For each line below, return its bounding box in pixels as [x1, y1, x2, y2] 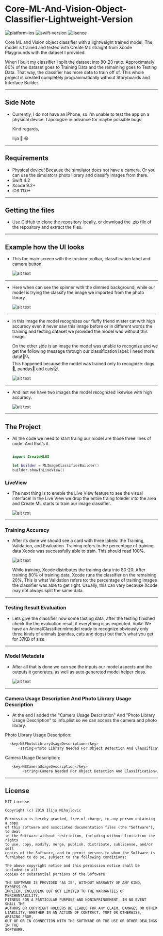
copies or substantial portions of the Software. [5, 872, 108, 877]
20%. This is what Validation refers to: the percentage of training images [12, 577, 157, 583]
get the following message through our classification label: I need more [12, 348, 154, 354]
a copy [5, 821, 18, 826]
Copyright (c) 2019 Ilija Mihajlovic [5, 808, 81, 813]
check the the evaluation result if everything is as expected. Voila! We [12, 620, 151, 626]
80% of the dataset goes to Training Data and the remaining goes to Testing [5, 64, 157, 70]
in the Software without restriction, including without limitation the [5, 833, 155, 839]
